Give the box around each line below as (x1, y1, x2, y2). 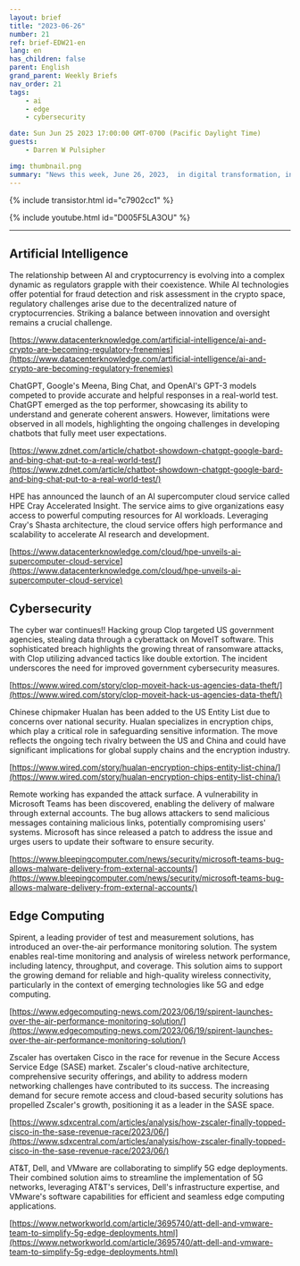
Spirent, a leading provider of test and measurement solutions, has (9, 932, 254, 942)
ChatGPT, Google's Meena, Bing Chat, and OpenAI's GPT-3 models (9, 381, 257, 392)
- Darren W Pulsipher (25, 146, 105, 155)
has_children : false (9, 55, 87, 63)
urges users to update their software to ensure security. (9, 837, 214, 848)
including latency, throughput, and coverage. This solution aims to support (9, 960, 283, 971)
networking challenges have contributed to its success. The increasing (9, 1080, 270, 1091)
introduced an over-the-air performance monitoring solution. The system (9, 941, 278, 952)
